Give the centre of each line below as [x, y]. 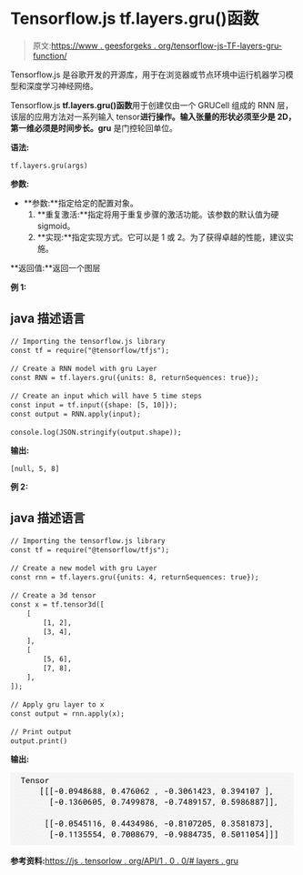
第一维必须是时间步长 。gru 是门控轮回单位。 [94, 127]
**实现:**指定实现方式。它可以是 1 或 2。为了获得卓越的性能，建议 [161, 236]
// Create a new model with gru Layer [84, 568]
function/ [50, 55]
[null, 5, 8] [35, 468]
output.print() [39, 741]
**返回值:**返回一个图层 [56, 267]
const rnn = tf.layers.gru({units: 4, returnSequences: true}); [135, 577]
